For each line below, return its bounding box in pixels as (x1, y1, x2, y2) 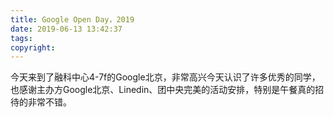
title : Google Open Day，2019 (10, 14, 135, 25)
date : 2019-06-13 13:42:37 (10, 24, 123, 34)
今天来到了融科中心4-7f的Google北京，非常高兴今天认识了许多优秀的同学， (10, 71, 321, 83)
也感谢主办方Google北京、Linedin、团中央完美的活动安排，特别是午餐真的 (10, 84, 316, 96)
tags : (10, 33, 33, 43)
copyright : (10, 42, 56, 53)
